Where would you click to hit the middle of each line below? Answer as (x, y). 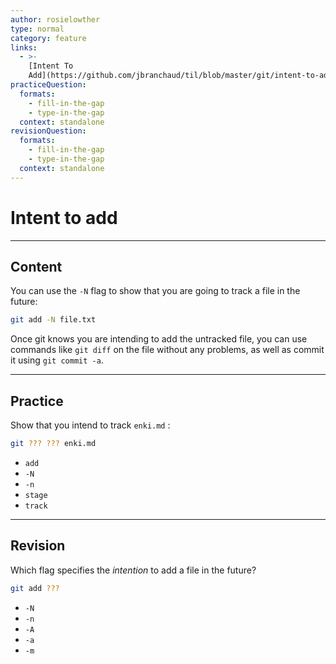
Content (36, 266)
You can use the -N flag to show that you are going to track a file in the (155, 291)
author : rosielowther (55, 19)
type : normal (37, 29)
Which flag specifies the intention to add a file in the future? (133, 570)
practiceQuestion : (48, 85)
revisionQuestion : (48, 131)
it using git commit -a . (57, 360)
